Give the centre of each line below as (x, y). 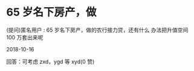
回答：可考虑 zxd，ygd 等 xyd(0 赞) (50, 61)
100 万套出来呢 (25, 37)
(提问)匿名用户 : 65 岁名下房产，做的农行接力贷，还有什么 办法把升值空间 (97, 30)
